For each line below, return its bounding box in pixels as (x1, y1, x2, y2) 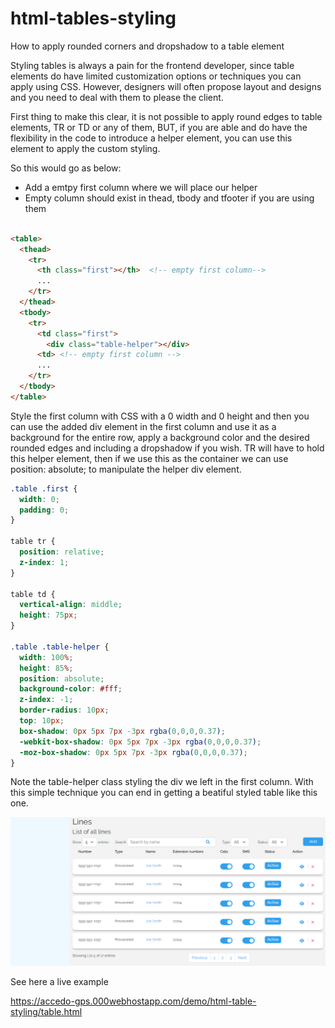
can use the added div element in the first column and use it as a (10, 420, 277, 432)
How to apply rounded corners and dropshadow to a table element (10, 40, 285, 52)
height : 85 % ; (19, 663, 74, 673)
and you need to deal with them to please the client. (10, 91, 224, 103)
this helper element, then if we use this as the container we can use (10, 452, 289, 464)
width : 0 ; (19, 494, 60, 504)
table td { (10, 589, 56, 599)
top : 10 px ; (19, 716, 65, 726)
